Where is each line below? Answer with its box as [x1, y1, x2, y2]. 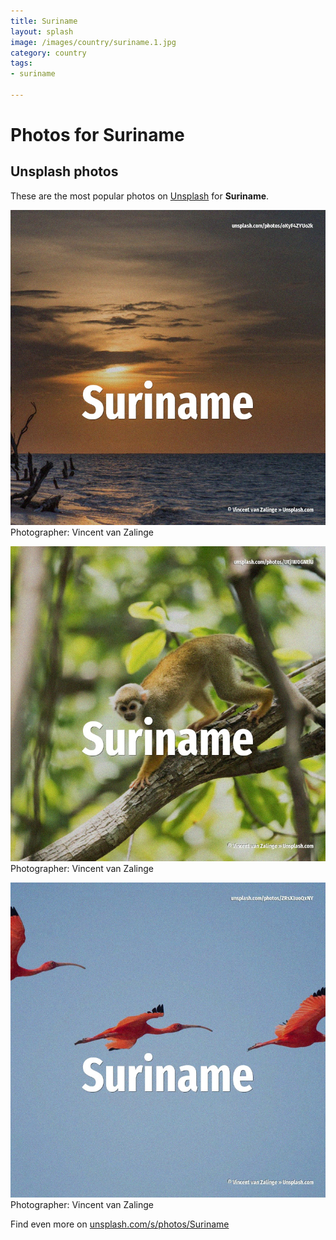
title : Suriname [10, 16, 78, 26]
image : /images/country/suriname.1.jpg [10, 37, 177, 47]
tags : [10, 58, 33, 69]
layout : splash [10, 26, 74, 37]
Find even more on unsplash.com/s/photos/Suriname [10, 1218, 230, 1230]
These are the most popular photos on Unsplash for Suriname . [10, 190, 270, 202]
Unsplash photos [10, 163, 119, 180]
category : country [10, 48, 87, 58]
